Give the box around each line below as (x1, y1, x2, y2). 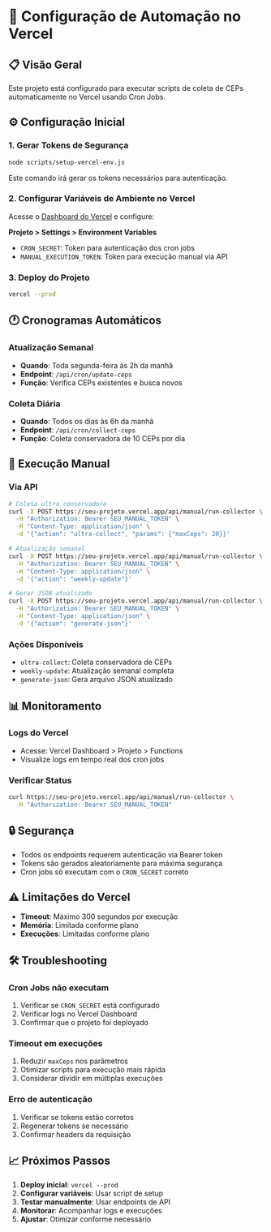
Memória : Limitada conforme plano (19, 921, 140, 930)
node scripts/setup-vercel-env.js (8, 158, 126, 166)
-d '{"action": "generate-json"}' (15, 620, 132, 628)
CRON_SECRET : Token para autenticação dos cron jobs (19, 243, 196, 252)
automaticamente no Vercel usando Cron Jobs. (8, 92, 166, 101)
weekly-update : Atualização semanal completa (19, 666, 174, 676)
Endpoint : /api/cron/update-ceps (19, 369, 132, 379)
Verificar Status (8, 775, 72, 786)
